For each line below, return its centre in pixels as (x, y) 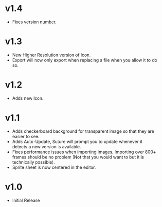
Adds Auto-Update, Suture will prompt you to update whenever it (77, 142)
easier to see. (26, 136)
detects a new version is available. (46, 146)
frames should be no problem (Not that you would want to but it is (78, 157)
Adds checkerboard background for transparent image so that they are (83, 131)
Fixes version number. (34, 22)
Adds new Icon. (28, 98)
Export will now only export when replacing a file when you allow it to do (84, 60)
